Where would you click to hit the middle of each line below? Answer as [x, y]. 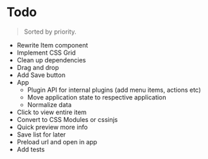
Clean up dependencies [51, 60]
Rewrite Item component [52, 45]
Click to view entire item [52, 112]
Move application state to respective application [97, 97]
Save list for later [41, 134]
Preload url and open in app [57, 141]
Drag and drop [38, 67]
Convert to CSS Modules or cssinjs [67, 119]
